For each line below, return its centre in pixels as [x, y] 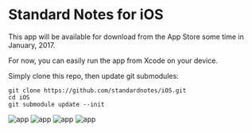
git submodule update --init [56, 104]
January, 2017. [32, 45]
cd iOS [19, 97]
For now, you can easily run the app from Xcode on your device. [113, 60]
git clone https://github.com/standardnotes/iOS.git [97, 90]
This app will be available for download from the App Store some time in [126, 37]
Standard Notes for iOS [86, 15]
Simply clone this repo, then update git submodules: [93, 76]
